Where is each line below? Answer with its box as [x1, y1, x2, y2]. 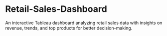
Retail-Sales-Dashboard [5, 3, 107, 15]
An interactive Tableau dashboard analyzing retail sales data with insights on [5, 20, 163, 26]
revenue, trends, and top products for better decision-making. [5, 25, 133, 31]
